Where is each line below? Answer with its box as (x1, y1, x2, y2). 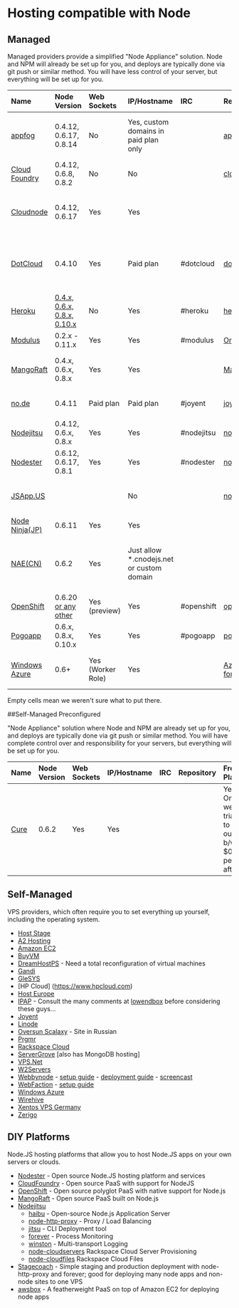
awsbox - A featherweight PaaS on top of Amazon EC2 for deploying (17, 1285, 219, 1293)
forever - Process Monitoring (28, 1232, 114, 1240)
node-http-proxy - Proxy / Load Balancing (28, 1216, 152, 1225)
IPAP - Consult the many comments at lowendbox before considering (17, 997, 221, 1005)
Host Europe (17, 989, 55, 998)
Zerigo (17, 1110, 38, 1119)
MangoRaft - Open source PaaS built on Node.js (17, 1194, 159, 1203)
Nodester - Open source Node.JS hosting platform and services (17, 1171, 206, 1180)
